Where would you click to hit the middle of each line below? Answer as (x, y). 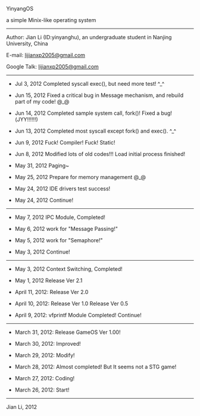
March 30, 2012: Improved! (48, 344)
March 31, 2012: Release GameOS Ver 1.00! (68, 332)
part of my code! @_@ (42, 101)
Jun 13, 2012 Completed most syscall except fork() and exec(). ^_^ (96, 131)
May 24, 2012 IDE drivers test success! (62, 189)
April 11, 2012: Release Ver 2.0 (51, 292)
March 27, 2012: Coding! (45, 378)
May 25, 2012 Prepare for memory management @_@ (80, 177)
